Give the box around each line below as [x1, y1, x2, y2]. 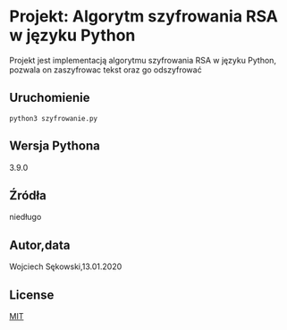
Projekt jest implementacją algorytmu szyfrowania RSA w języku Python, [9, 55, 277, 65]
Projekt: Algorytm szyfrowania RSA [9, 6, 279, 27]
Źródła [9, 188, 46, 203]
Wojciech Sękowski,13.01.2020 [9, 261, 122, 272]
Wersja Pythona [9, 139, 100, 154]
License [9, 287, 55, 302]
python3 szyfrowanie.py [9, 114, 98, 123]
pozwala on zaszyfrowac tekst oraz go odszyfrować [9, 64, 203, 75]
